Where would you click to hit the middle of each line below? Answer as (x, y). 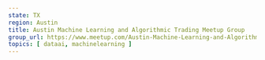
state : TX (24, 15)
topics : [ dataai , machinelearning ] (70, 44)
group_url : (26, 37)
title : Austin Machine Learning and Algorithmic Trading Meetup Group (127, 30)
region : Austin (33, 23)
